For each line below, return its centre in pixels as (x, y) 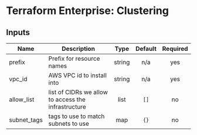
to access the (67, 99)
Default (146, 49)
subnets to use (69, 124)
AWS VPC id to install (78, 75)
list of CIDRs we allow (78, 92)
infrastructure (67, 107)
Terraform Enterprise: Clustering (87, 11)
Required (175, 49)
